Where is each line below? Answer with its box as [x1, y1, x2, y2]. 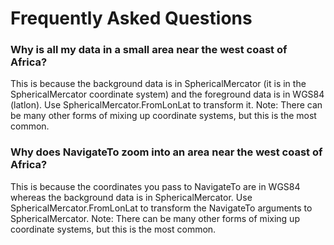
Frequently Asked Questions [10, 7, 253, 30]
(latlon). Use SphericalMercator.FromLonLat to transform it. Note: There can [10, 99, 323, 111]
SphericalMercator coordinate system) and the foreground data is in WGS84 [10, 88, 325, 101]
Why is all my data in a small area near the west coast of [10, 43, 288, 57]
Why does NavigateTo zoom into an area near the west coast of [10, 145, 323, 159]
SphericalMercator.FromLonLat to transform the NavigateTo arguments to [10, 202, 313, 214]
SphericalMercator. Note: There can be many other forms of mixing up [10, 212, 300, 224]
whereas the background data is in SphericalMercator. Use [10, 191, 253, 203]
